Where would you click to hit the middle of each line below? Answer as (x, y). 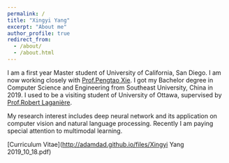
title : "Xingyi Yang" (39, 20)
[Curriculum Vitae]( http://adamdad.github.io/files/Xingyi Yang (96, 144)
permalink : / (26, 14)
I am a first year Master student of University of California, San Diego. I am (114, 72)
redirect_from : (29, 40)
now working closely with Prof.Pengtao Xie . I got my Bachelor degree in (110, 80)
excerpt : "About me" (37, 27)
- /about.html (34, 53)
